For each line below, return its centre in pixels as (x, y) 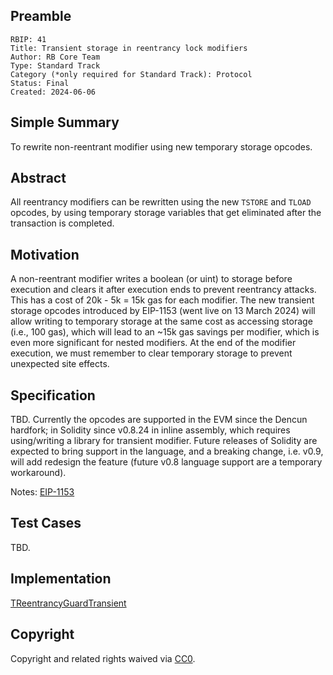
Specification (53, 395)
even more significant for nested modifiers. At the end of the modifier (153, 343)
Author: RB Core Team (55, 57)
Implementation (61, 579)
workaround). (38, 473)
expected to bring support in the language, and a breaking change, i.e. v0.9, (167, 451)
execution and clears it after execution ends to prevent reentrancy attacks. (163, 290)
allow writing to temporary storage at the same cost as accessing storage (161, 321)
